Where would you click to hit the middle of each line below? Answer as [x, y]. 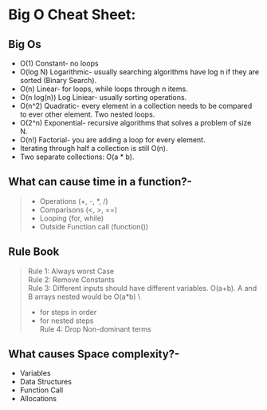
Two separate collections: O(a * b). [77, 157]
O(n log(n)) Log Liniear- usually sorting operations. [103, 97]
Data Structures [45, 382]
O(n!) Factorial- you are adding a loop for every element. [112, 140]
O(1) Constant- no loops [59, 63]
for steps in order [68, 312]
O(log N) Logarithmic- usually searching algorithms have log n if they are [139, 72]
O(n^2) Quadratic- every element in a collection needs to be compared [136, 106]
